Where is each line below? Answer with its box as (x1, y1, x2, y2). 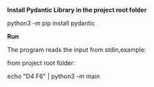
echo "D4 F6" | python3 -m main (7, 72, 100, 80)
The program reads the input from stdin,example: (7, 46, 146, 53)
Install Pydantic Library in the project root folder (7, 6, 147, 14)
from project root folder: (7, 59, 76, 67)
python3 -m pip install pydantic (7, 19, 96, 27)
